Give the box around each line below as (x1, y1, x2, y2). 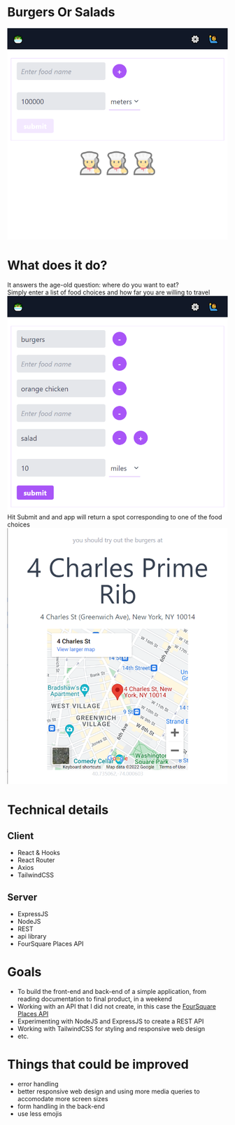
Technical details (7, 802, 109, 818)
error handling (17, 1079, 59, 1088)
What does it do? (7, 257, 108, 273)
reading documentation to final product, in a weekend (17, 995, 173, 1003)
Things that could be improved (7, 1056, 189, 1072)
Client (7, 830, 34, 842)
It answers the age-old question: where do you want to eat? (7, 281, 180, 289)
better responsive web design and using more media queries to (17, 1087, 201, 1096)
